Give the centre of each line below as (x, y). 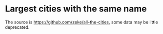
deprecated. (17, 27)
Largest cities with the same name (76, 9)
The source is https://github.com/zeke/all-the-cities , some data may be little (81, 22)
